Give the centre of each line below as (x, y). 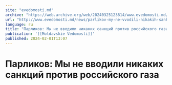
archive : (15, 15)
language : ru (19, 24)
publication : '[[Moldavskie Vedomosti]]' (50, 34)
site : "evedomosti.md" (29, 10)
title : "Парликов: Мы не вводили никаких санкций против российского (81, 29)
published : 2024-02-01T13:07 (36, 39)
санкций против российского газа (82, 75)
